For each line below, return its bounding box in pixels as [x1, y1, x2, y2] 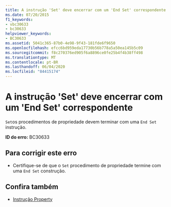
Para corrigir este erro [5, 149, 77, 158]
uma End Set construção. [12, 168, 66, 174]
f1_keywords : [5, 17, 33, 22]
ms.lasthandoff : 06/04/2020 [5, 64, 66, 69]
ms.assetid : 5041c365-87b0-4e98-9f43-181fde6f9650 [5, 41, 116, 46]
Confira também [5, 183, 59, 191]
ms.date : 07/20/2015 [5, 12, 50, 17]
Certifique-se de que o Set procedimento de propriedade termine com [12, 162, 161, 168]
